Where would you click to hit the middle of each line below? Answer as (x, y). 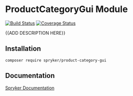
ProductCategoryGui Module (66, 9)
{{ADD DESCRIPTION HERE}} (35, 33)
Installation (23, 49)
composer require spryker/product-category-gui (56, 60)
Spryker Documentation (30, 88)
